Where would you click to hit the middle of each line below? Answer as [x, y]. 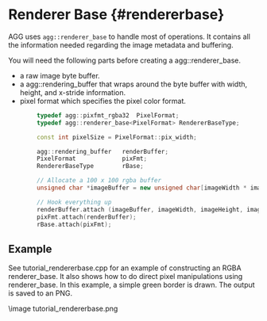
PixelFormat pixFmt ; [92, 159]
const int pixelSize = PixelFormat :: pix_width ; [117, 137]
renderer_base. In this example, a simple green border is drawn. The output [132, 285]
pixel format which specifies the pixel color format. [103, 101]
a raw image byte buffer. [60, 75]
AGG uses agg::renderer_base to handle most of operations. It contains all [129, 36]
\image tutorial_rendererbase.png [63, 309]
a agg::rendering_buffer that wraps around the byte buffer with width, [133, 84]
